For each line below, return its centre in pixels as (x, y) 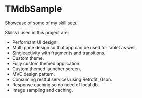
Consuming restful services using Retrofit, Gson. (62, 79)
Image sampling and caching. (42, 90)
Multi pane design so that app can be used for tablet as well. (75, 47)
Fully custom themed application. (46, 63)
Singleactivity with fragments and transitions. (59, 53)
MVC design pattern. (33, 74)
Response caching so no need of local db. (55, 85)
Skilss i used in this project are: (37, 32)
